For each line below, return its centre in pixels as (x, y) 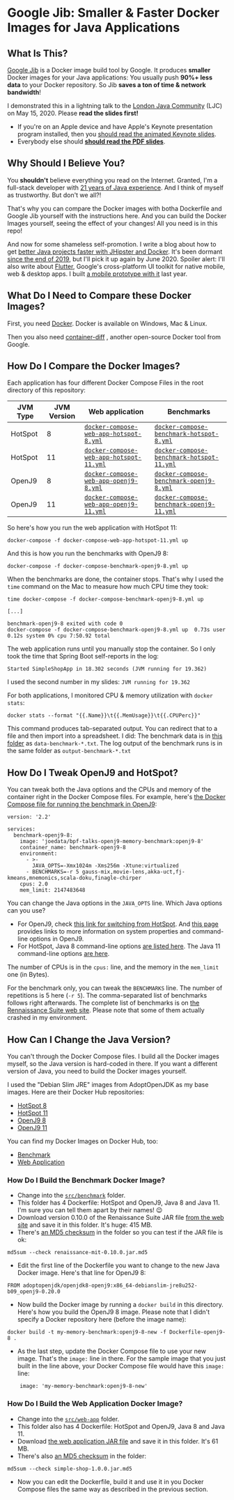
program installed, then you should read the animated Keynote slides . (117, 134)
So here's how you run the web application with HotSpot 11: (92, 528)
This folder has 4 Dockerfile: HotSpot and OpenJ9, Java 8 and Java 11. (119, 1203)
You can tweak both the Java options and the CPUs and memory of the (109, 789)
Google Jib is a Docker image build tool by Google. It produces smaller (109, 70)
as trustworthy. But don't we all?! (54, 195)
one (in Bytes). (28, 975)
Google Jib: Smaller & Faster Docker (114, 13)
